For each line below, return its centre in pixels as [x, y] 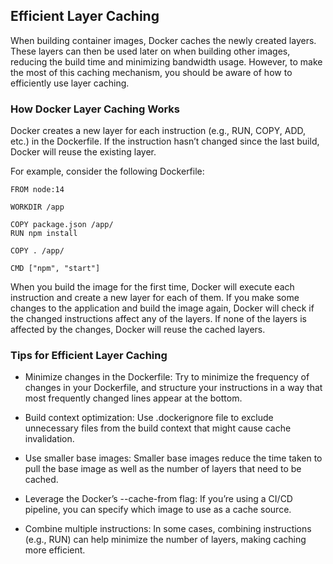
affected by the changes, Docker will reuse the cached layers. [138, 330]
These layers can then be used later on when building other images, [150, 51]
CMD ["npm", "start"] [55, 269]
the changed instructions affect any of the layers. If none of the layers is [158, 319]
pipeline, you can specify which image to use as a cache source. [158, 510]
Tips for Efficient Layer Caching [89, 356]
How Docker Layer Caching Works [95, 109]
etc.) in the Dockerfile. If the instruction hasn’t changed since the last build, [165, 141]
